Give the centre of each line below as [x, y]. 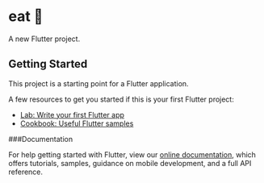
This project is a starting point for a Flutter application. [98, 83]
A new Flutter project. [44, 39]
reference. [25, 172]
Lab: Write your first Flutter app [72, 114]
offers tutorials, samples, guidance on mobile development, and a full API [130, 163]
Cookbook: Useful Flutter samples [77, 123]
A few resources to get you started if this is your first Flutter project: [121, 99]
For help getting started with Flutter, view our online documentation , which [132, 154]
